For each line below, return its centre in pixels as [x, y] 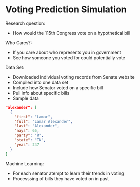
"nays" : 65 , [27, 131]
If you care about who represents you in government [67, 52]
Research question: [25, 23]
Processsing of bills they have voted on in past [61, 178]
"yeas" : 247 [27, 145]
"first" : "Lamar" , [33, 117]
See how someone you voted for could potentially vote [69, 57]
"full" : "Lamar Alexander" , [43, 121]
